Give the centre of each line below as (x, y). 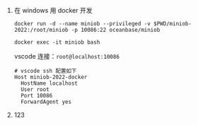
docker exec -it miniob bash (57, 42)
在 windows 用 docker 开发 (53, 10)
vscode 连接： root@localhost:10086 (67, 56)
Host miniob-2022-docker (51, 77)
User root (35, 90)
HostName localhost (49, 83)
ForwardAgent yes (46, 102)
